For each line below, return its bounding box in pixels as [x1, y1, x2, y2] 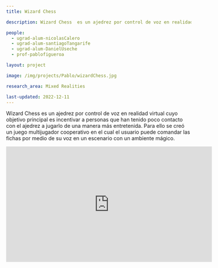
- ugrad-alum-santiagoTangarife [11, 40, 91, 47]
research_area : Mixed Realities [6, 83, 85, 89]
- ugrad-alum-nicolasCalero [11, 35, 81, 41]
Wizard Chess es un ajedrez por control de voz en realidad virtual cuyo [6, 110, 178, 117]
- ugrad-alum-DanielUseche [11, 46, 78, 52]
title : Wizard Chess [6, 8, 57, 15]
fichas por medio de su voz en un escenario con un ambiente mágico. [6, 135, 175, 142]
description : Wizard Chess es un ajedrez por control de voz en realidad [6, 19, 193, 25]
